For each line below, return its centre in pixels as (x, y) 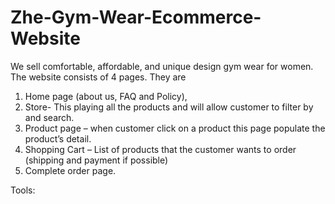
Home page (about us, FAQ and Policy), (106, 96)
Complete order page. (70, 170)
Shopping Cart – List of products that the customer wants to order (160, 149)
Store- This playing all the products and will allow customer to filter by (169, 107)
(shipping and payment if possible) (96, 160)
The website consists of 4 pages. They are (98, 77)
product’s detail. (58, 138)
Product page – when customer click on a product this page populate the (175, 128)
